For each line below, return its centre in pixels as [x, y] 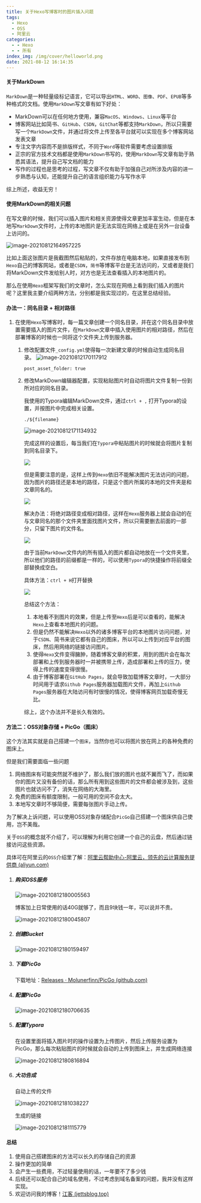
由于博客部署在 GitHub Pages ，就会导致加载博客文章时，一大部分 [112, 677]
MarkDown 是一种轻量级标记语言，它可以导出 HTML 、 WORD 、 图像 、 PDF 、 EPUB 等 [97, 96]
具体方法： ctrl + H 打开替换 [58, 580]
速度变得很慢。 [72, 669]
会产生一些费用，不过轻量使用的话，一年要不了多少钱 [80, 1171]
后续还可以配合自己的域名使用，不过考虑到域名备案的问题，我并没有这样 [104, 1179]
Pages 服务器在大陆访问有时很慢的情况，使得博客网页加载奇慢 [108, 692]
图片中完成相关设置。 [71, 409]
